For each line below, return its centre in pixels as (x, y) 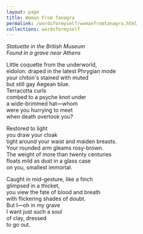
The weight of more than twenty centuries (59, 155)
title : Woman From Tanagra (40, 18)
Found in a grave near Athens (44, 53)
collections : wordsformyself (43, 29)
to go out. (18, 225)
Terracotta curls (26, 91)
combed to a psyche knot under (46, 97)
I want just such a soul (34, 212)
